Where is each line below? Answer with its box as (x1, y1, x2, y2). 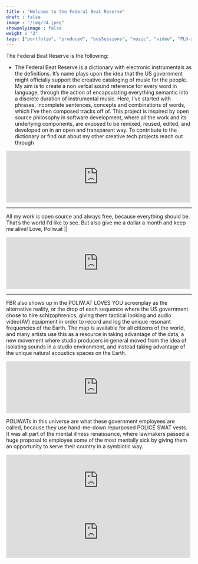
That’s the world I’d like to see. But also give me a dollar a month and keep (6, 219, 186, 226)
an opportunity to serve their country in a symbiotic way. (6, 443, 144, 449)
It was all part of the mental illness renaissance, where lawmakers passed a (6, 431, 190, 437)
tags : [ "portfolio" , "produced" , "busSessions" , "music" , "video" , (6, 36, 176, 42)
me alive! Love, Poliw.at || (6, 226, 68, 232)
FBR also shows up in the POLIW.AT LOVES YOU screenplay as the (6, 299, 168, 306)
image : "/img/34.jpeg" (6, 19, 65, 25)
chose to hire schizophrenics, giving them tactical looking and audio (6, 312, 172, 319)
